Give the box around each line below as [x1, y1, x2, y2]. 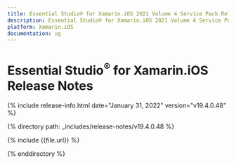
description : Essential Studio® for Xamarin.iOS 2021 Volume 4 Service [7, 17, 221, 24]
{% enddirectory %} [7, 149, 65, 158]
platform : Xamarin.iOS [7, 23, 74, 30]
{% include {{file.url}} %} [7, 136, 80, 144]
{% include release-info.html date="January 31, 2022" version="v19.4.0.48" [7, 101, 227, 110]
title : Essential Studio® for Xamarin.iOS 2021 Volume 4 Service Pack [7, 10, 218, 18]
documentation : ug [7, 29, 61, 37]
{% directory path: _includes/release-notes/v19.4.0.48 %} [7, 122, 175, 131]
